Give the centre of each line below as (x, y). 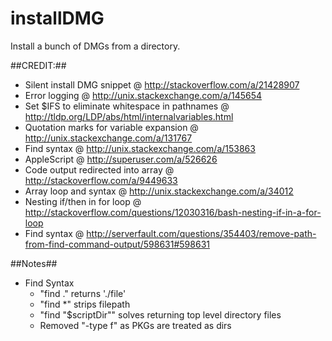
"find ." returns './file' (83, 293)
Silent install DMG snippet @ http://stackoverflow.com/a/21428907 (162, 84)
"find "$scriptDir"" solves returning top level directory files (160, 314)
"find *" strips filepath (85, 304)
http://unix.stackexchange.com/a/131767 (108, 138)
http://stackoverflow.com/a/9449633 (101, 180)
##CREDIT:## (38, 65)
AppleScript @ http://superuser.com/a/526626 (121, 159)
